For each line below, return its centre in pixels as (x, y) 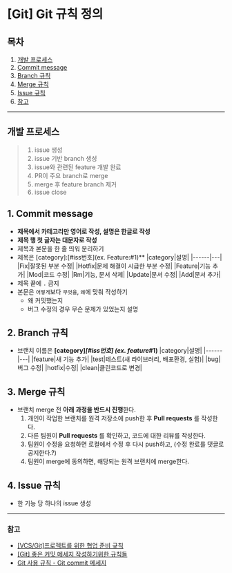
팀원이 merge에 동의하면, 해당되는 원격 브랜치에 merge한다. (108, 462)
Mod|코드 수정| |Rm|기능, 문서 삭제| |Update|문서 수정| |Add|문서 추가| (125, 274)
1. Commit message (50, 214)
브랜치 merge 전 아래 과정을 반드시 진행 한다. (76, 410)
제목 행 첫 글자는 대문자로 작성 (57, 240)
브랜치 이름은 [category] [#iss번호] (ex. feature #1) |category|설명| (109, 351)
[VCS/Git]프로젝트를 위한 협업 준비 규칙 (70, 545)
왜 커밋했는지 (45, 300)
